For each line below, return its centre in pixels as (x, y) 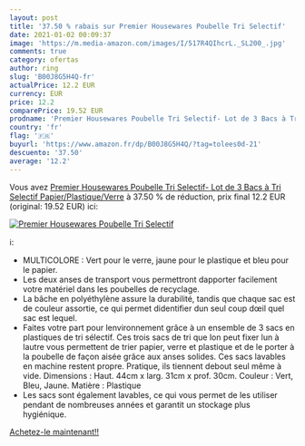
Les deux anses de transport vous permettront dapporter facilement (150, 279)
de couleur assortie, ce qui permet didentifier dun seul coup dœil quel (153, 308)
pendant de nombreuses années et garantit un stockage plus (137, 404)
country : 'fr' (36, 128)
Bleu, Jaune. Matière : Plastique (82, 385)
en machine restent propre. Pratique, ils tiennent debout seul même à (152, 366)
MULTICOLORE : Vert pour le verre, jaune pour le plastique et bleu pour (155, 260)
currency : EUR (36, 93)
